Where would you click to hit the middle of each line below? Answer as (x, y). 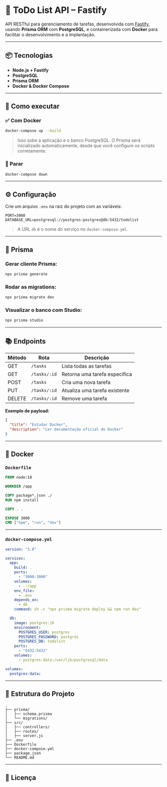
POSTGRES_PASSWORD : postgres (48, 637)
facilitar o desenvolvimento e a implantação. (50, 34)
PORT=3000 (15, 216)
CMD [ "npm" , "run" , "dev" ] (33, 523)
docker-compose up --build (33, 131)
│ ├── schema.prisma (29, 714)
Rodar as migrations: (31, 287)
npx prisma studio (24, 320)
